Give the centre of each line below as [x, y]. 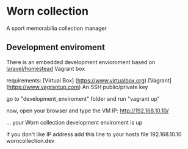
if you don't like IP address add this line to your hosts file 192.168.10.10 [94, 134]
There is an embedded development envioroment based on [81, 62]
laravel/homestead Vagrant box [46, 68]
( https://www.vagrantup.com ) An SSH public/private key [77, 87]
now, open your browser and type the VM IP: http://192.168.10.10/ [88, 111]
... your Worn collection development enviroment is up [74, 122]
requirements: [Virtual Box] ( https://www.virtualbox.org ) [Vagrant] [89, 80]
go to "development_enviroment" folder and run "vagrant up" [83, 98]
